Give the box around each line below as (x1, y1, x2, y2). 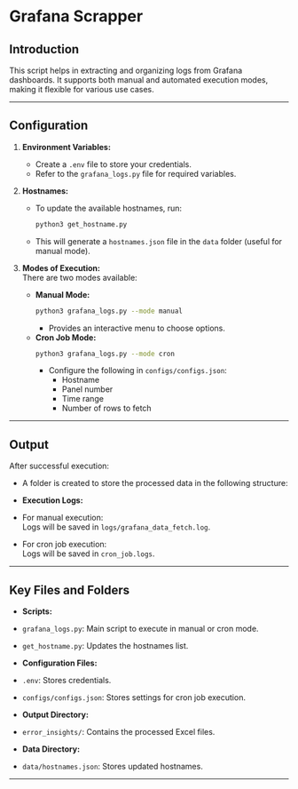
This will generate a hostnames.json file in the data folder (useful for (35, 235, 282, 246)
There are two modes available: (21, 272, 137, 283)
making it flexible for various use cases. (9, 84, 154, 94)
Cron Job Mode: (35, 331, 97, 343)
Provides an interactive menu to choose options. (48, 323, 226, 333)
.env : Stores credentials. (21, 675, 112, 686)
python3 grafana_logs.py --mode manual (35, 307, 184, 315)
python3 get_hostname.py (35, 219, 128, 228)
